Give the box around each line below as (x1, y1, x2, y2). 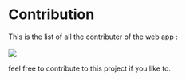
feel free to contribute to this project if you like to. (8, 64, 172, 73)
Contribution (8, 6, 95, 24)
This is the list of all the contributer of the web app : (8, 32, 178, 41)
